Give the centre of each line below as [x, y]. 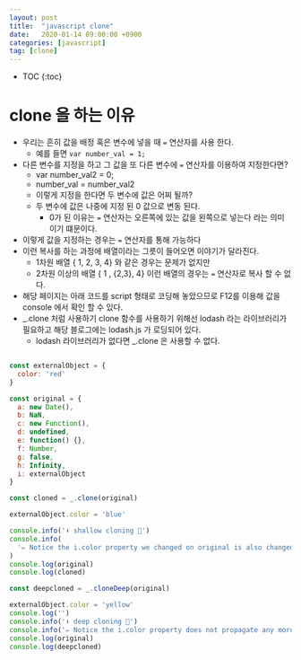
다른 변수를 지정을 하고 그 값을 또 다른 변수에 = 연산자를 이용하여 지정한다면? [155, 165]
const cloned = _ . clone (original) [74, 498]
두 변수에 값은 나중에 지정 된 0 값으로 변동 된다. [118, 207]
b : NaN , [32, 415]
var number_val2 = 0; [75, 175]
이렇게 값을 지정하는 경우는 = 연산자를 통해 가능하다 [112, 240]
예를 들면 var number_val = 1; [90, 154]
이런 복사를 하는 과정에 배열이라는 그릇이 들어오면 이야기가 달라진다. [141, 251]
